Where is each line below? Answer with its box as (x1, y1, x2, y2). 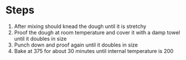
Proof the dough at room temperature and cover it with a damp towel (13, 29, 180, 36)
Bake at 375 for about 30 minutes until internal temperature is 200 (13, 47, 174, 54)
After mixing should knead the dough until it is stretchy (13, 23, 147, 30)
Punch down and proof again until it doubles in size (13, 41, 138, 48)
